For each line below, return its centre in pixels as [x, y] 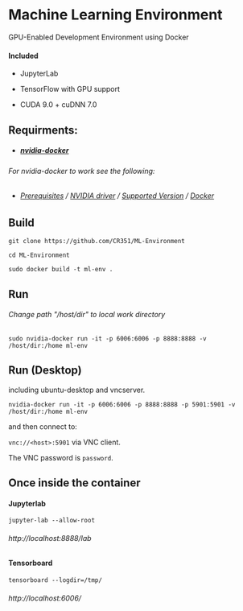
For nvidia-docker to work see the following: [82, 171]
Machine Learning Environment [115, 15]
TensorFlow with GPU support [70, 89]
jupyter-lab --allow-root [51, 521]
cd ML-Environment [39, 255]
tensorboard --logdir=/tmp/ [56, 580]
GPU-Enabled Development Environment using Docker [99, 37]
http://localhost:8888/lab [50, 538]
